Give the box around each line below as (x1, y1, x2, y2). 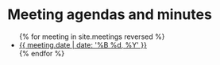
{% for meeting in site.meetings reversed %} (18, 32, 165, 41)
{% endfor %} (18, 48, 65, 58)
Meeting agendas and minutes (7, 6, 212, 24)
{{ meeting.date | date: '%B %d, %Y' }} (18, 40, 148, 49)
